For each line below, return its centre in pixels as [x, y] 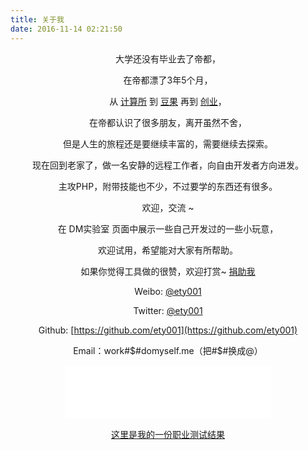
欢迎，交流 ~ [168, 207]
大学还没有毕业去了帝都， [168, 58]
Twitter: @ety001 [168, 310]
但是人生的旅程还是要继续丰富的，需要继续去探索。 [168, 143]
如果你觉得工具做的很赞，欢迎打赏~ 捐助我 [168, 271]
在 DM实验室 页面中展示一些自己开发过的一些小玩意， [168, 228]
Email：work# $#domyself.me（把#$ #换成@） [168, 350]
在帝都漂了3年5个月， [168, 80]
